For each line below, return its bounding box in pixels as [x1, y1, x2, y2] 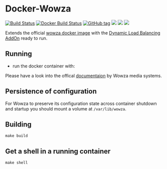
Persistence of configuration [5, 87, 97, 95]
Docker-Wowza [5, 3, 71, 14]
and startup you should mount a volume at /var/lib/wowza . [5, 105, 127, 111]
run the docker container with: [12, 63, 75, 69]
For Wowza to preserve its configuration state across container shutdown [5, 100, 157, 106]
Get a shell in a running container [5, 147, 111, 155]
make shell [5, 160, 28, 165]
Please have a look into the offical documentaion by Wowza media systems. [5, 72, 162, 78]
